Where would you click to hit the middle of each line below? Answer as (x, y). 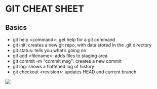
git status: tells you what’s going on (49, 50)
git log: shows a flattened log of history (53, 66)
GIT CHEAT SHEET (45, 9)
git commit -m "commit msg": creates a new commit (67, 61)
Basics (16, 28)
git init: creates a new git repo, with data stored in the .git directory (82, 45)
